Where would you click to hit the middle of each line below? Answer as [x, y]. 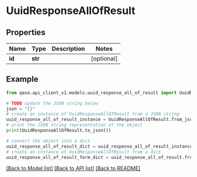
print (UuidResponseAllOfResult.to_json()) [59, 131]
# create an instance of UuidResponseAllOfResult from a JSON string [93, 114]
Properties [26, 32]
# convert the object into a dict [48, 141]
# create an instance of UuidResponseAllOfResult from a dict [84, 152]
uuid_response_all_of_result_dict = [51, 146]
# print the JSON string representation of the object [74, 125]
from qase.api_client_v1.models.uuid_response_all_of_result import [91, 93]
